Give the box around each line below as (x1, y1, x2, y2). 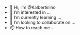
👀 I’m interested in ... (9, 9, 51, 15)
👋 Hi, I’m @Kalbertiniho (9, 5, 56, 10)
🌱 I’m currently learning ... (9, 15, 62, 20)
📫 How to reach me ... (9, 25, 55, 30)
